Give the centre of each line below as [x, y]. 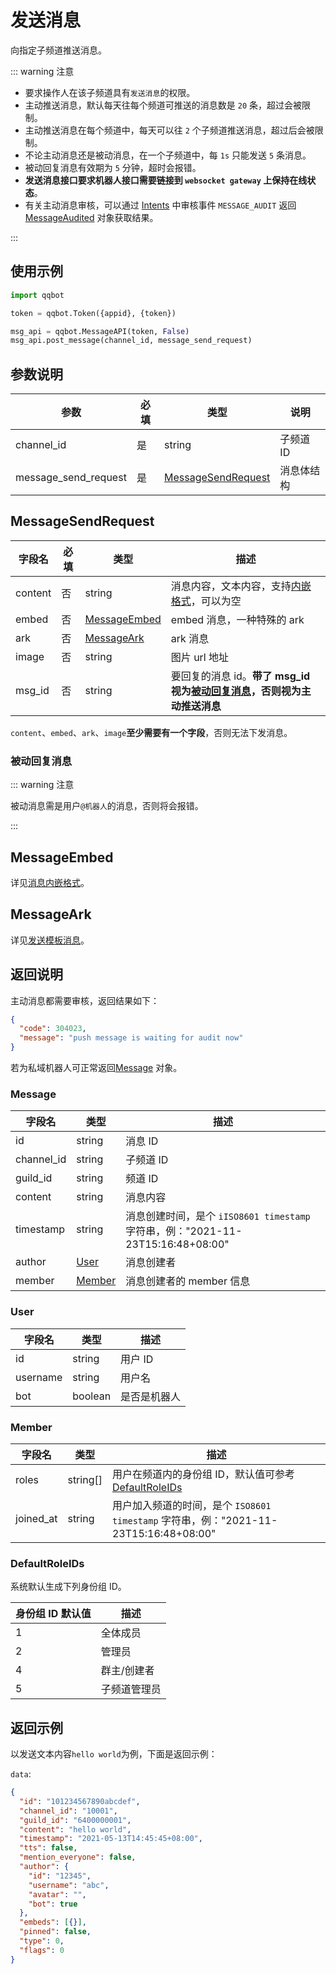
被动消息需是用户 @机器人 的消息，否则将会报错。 [107, 806]
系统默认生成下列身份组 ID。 [68, 1587]
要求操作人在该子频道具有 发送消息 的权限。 [110, 92]
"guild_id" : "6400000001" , [75, 1820]
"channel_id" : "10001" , [68, 1811]
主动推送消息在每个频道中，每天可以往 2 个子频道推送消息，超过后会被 [169, 130]
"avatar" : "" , [57, 1894]
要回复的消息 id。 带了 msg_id [240, 676]
